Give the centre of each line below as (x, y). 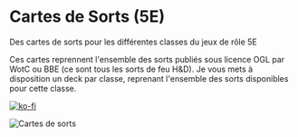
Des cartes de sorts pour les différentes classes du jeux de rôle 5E (134, 42)
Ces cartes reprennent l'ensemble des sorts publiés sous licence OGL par (147, 59)
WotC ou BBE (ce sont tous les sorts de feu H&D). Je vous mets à (131, 69)
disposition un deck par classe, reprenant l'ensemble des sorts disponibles (149, 78)
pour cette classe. (43, 88)
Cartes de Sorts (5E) (87, 17)
